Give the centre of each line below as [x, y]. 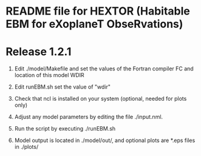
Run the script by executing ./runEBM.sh [65, 129]
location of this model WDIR [49, 75]
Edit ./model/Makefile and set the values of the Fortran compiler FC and [104, 69]
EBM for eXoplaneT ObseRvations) [94, 24]
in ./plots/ [26, 147]
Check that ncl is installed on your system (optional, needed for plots [101, 99]
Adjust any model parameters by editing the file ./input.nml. [89, 117]
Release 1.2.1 [39, 52]
